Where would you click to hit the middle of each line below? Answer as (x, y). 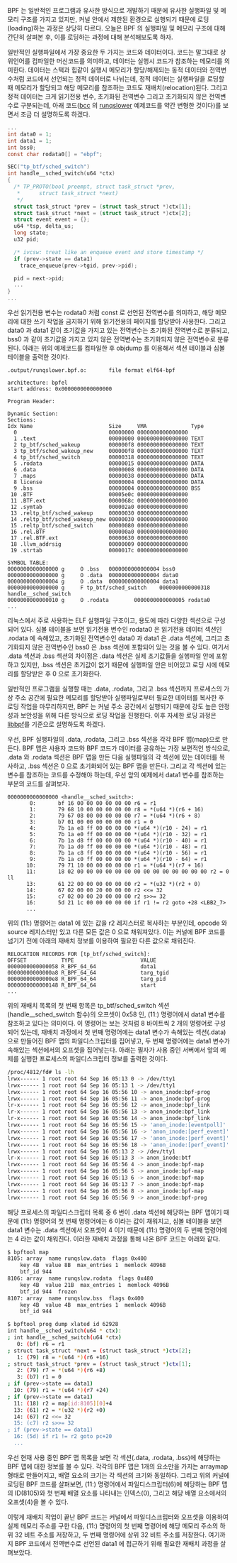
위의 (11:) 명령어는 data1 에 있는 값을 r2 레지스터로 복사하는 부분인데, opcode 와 (117, 923)
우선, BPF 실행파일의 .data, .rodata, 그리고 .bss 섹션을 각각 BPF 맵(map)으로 (114, 739)
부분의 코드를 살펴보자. (39, 784)
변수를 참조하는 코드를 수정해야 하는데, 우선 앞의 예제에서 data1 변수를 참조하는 (116, 775)
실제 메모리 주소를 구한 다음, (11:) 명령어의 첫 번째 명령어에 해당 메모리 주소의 (113, 1525)
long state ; (31, 233)
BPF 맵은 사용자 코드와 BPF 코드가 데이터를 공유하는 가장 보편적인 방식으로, (126, 748)
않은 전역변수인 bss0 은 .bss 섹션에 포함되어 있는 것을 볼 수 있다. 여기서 (131, 647)
